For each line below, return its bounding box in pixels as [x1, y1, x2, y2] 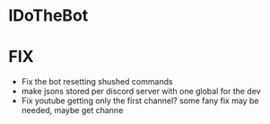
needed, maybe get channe [21, 105, 124, 116]
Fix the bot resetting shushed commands [21, 76, 173, 87]
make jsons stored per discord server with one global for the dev [21, 86, 261, 97]
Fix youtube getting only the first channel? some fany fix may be [21, 95, 259, 106]
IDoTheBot [8, 5, 89, 26]
